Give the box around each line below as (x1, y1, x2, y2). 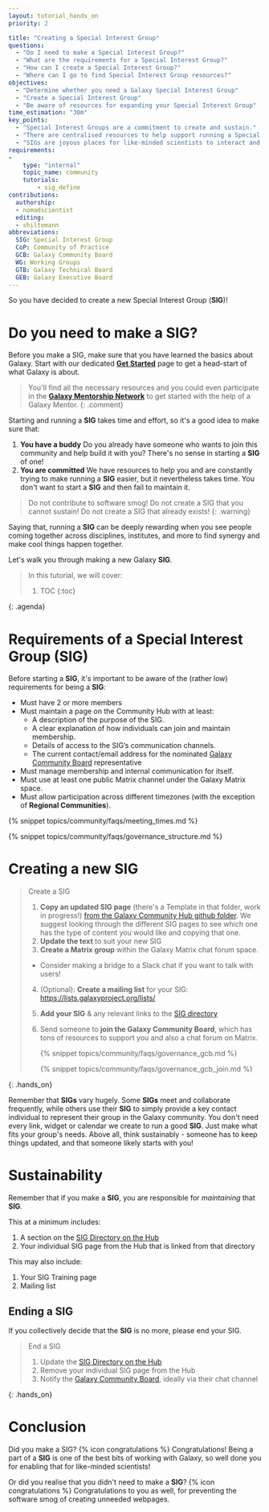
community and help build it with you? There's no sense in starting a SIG (19, 448, 260, 458)
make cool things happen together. (8, 539, 124, 549)
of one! (19, 456, 44, 467)
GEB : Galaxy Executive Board (15, 273, 113, 282)
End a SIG (27, 1341, 61, 1351)
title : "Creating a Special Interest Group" (8, 34, 160, 42)
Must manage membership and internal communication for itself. (19, 766, 234, 776)
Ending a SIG (8, 1304, 74, 1318)
